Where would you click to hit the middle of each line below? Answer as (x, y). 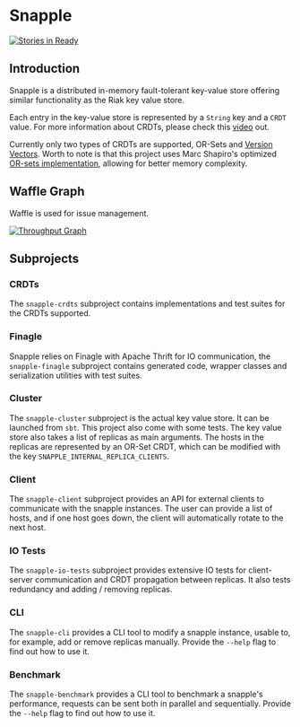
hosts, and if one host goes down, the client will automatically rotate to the (146, 518)
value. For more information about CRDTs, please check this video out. (140, 127)
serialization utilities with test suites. (76, 375)
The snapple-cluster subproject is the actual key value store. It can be (139, 417)
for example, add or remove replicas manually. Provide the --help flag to (143, 642)
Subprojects (44, 258)
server (21, 580)
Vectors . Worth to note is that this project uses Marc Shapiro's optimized (143, 153)
